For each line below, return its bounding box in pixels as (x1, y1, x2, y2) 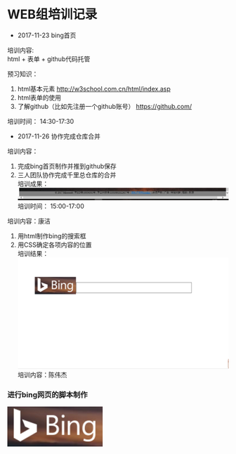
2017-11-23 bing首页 (17, 31, 77, 39)
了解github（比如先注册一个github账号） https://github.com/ (17, 102, 192, 110)
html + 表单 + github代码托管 (7, 54, 91, 63)
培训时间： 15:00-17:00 (17, 202, 84, 210)
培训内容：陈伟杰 (17, 370, 67, 379)
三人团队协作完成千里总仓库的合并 (17, 170, 117, 179)
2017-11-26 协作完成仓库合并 (17, 131, 100, 141)
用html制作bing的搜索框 (17, 231, 86, 240)
